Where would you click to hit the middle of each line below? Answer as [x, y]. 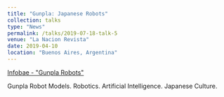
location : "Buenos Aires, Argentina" [62, 53]
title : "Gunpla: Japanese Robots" [58, 14]
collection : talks [34, 20]
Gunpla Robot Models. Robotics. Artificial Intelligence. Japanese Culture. [112, 86]
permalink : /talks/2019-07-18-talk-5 [62, 33]
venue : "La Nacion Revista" [48, 40]
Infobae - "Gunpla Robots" [46, 72]
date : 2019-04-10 [33, 46]
